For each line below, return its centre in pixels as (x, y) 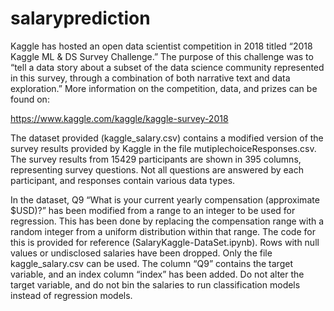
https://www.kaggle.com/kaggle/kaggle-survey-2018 (119, 118)
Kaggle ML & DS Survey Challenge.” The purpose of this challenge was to (162, 56)
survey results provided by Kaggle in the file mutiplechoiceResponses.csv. (163, 148)
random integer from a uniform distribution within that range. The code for (163, 231)
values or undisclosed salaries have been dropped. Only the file (141, 253)
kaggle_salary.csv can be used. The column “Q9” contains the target (151, 263)
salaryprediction (80, 18)
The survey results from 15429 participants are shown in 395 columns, (156, 159)
